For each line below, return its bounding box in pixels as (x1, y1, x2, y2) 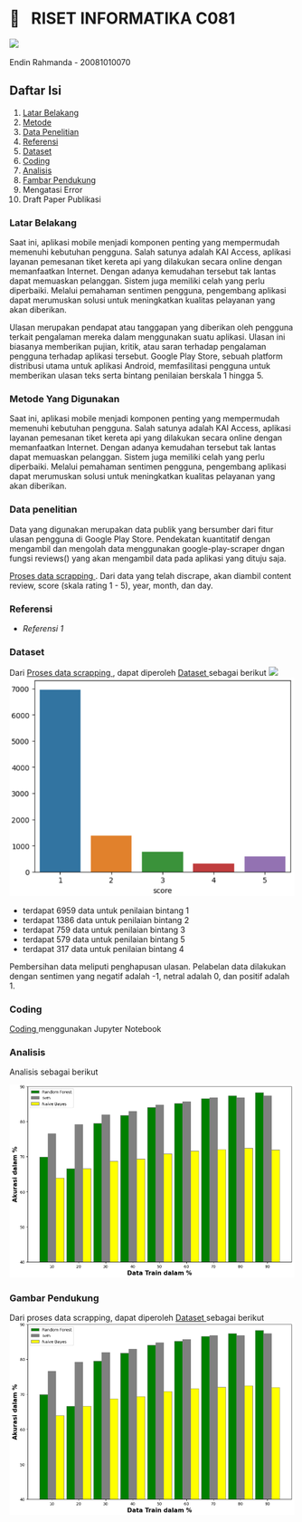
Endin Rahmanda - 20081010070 (9, 56, 131, 67)
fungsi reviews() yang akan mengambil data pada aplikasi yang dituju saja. (9, 553, 287, 564)
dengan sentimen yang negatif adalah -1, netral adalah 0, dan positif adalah (9, 970, 290, 981)
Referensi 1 (22, 622, 64, 633)
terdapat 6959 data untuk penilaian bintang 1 (22, 905, 190, 916)
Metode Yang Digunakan (9, 392, 120, 405)
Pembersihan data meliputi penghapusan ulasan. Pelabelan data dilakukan (9, 960, 287, 972)
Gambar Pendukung (9, 1291, 99, 1304)
